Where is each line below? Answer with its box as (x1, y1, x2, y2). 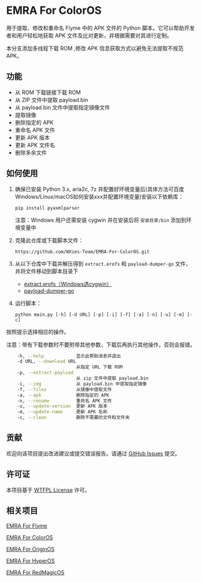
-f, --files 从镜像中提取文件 (17, 386, 112, 392)
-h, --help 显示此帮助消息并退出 (17, 353, 121, 359)
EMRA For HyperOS (6, 557, 55, 564)
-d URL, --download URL (17, 358, 77, 365)
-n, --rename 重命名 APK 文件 (17, 398, 112, 404)
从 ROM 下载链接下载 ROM (14, 89, 81, 96)
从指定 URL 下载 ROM (76, 364, 123, 371)
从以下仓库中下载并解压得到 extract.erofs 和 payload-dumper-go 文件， (14, 260, 191, 267)
